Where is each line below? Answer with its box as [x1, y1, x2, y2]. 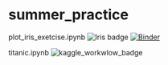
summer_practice [8, 6, 129, 24]
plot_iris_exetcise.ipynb [8, 32, 86, 42]
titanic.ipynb [8, 47, 50, 57]
